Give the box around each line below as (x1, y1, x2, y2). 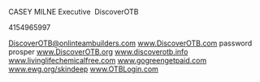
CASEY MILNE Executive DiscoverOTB (8, 7, 139, 16)
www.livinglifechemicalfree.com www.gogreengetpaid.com (8, 56, 207, 65)
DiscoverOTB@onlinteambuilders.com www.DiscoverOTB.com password (8, 38, 253, 48)
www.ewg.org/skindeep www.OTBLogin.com (8, 64, 158, 74)
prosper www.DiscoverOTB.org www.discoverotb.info (8, 47, 188, 56)
